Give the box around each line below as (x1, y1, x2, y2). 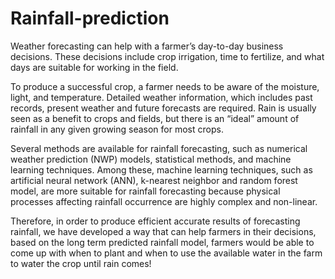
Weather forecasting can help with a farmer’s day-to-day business (10, 40, 284, 52)
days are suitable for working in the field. (10, 61, 179, 73)
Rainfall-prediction (10, 7, 170, 30)
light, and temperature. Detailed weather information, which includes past (10, 91, 313, 103)
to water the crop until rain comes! (10, 257, 152, 269)
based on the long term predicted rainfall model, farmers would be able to (10, 236, 315, 248)
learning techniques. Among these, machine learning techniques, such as (10, 163, 313, 176)
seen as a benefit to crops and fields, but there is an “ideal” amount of (10, 112, 300, 124)
